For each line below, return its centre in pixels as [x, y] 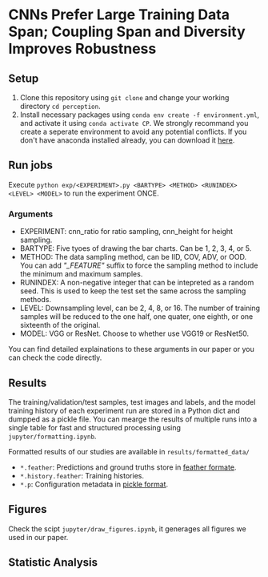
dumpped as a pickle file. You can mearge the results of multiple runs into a [133, 419]
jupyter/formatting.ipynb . [52, 436]
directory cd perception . [60, 106]
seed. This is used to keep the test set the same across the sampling [133, 291]
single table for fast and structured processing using [95, 427]
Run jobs [31, 165]
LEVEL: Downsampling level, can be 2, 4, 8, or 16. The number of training [140, 308]
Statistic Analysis [53, 563]
